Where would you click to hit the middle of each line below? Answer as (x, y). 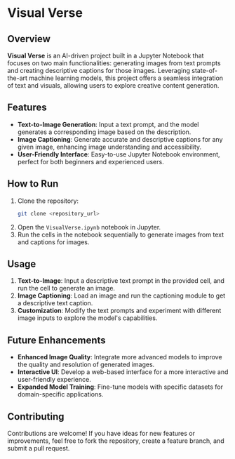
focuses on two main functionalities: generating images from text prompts (114, 63)
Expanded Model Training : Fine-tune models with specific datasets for (120, 387)
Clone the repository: (48, 201)
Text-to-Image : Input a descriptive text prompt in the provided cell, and (121, 281)
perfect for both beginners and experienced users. (90, 161)
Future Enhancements (57, 340)
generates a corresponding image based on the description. (104, 132)
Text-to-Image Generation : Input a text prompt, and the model (108, 124)
